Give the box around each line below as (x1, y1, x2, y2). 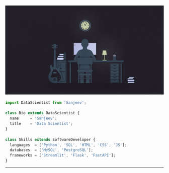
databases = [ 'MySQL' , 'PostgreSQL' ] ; (10, 147, 94, 153)
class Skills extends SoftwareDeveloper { (5, 137, 96, 142)
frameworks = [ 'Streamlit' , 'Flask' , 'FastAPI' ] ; (10, 153, 116, 158)
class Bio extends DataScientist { (5, 111, 80, 116)
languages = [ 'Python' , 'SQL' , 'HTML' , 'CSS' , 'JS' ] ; (10, 142, 127, 147)
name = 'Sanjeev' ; (10, 116, 57, 121)
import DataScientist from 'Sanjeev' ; (5, 100, 87, 105)
